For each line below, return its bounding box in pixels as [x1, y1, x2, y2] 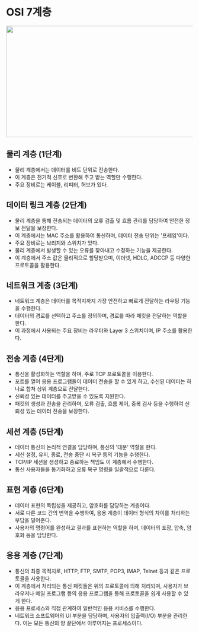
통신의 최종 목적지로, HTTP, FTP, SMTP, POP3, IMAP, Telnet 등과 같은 [14, 567, 180, 574]
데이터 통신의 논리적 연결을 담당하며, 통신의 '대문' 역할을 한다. [14, 444, 157, 450]
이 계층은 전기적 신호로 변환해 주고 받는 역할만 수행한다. [14, 173, 143, 181]
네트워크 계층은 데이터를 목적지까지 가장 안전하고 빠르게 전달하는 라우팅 [14, 298, 179, 305]
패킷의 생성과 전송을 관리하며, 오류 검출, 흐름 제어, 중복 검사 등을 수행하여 [14, 400, 184, 407]
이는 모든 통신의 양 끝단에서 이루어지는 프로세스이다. [23, 619, 143, 627]
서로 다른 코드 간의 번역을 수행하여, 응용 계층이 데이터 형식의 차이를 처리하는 [14, 509, 191, 516]
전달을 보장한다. [21, 224, 58, 232]
